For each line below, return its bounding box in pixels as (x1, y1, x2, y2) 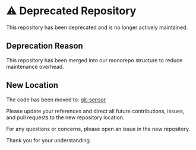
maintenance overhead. (6, 63, 64, 70)
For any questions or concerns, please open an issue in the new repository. (6, 125, 191, 132)
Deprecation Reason (6, 41, 83, 51)
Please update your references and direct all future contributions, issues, (6, 107, 185, 114)
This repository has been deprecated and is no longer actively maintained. (6, 24, 188, 31)
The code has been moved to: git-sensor (6, 96, 106, 103)
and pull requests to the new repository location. (6, 114, 125, 121)
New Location (6, 80, 58, 90)
